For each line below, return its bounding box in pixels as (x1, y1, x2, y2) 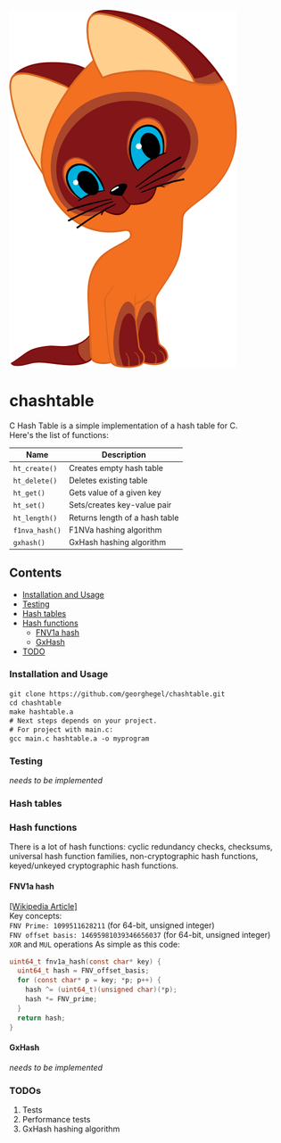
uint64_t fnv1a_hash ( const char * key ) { (9, 957, 162, 966)
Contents (9, 566, 62, 581)
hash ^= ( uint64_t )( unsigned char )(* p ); (25, 985, 178, 995)
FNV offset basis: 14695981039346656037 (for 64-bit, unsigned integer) (9, 929, 271, 940)
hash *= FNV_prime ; (25, 995, 98, 1004)
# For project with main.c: (9, 725, 114, 734)
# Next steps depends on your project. (9, 716, 158, 725)
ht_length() (12, 514, 58, 523)
